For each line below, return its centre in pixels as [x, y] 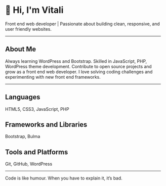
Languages [23, 97]
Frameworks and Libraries [46, 124]
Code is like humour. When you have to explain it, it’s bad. [64, 178]
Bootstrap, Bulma [23, 137]
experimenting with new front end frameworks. [53, 77]
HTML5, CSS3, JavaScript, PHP [37, 109]
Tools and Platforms [37, 152]
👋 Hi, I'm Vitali [34, 10]
